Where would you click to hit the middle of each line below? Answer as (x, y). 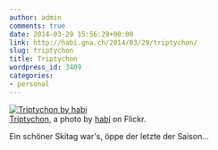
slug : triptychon (42, 51)
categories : (31, 76)
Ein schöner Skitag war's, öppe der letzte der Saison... (109, 136)
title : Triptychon (43, 59)
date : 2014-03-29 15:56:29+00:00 (71, 34)
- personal (29, 84)
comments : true (38, 26)
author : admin (36, 17)
